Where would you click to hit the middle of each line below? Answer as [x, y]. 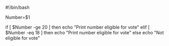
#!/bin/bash [17, 7]
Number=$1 [18, 17]
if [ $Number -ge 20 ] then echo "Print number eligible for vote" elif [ [78, 27]
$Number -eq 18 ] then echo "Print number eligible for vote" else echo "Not [85, 32]
